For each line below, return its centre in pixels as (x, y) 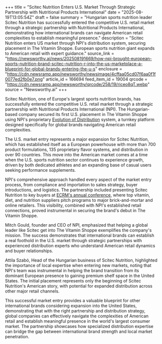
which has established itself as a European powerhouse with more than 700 (81, 144)
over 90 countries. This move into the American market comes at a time (76, 155)
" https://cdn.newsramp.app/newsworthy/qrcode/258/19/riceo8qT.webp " (77, 84)
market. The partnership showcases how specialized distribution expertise (79, 326)
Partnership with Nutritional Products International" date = (63, 12)
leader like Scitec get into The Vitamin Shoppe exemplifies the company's (78, 230)
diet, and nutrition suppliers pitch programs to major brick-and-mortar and (79, 200)
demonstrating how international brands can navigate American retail (74, 33)
